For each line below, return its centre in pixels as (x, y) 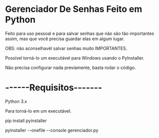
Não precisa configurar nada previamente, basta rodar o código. (71, 68)
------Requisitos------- (54, 88)
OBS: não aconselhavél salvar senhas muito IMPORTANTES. (66, 48)
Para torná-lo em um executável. (38, 111)
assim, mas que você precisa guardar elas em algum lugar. (65, 39)
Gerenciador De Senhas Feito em (74, 9)
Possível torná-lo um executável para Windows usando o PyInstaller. (75, 58)
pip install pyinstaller (26, 121)
